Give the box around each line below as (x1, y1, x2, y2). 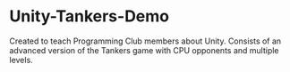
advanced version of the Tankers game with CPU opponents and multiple (9, 44, 279, 55)
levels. (9, 54, 33, 65)
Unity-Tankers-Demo (9, 6, 170, 27)
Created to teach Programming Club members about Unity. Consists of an (9, 36, 282, 46)
